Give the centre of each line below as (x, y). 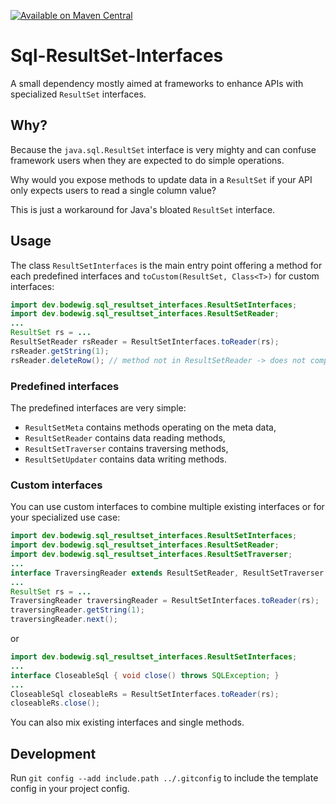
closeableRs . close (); (55, 703)
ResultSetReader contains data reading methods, (125, 437)
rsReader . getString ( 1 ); (60, 351)
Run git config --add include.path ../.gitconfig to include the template (164, 778)
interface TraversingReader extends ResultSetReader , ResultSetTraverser (167, 573)
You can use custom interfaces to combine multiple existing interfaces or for (167, 507)
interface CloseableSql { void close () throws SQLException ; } (145, 675)
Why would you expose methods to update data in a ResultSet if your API (161, 179)
